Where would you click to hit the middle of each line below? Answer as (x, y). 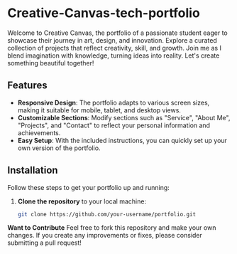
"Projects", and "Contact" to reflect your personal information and (114, 125)
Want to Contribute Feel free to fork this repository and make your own (112, 228)
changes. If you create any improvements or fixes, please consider (105, 236)
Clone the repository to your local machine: (82, 201)
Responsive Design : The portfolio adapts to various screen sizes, (114, 102)
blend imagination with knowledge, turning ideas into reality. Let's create (114, 55)
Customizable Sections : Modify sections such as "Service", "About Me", (124, 117)
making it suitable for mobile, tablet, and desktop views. (99, 110)
